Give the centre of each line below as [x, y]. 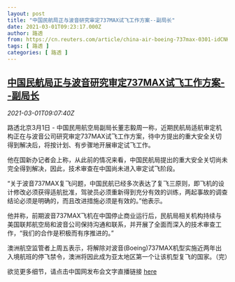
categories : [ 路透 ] [38, 53]
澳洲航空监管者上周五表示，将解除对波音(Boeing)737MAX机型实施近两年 [112, 248]
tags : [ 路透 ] [28, 46]
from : [15, 40]
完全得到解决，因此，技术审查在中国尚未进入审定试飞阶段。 [93, 168]
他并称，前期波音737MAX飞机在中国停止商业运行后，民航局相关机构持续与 [115, 215]
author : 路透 [25, 33]
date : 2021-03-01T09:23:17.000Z [54, 27]
